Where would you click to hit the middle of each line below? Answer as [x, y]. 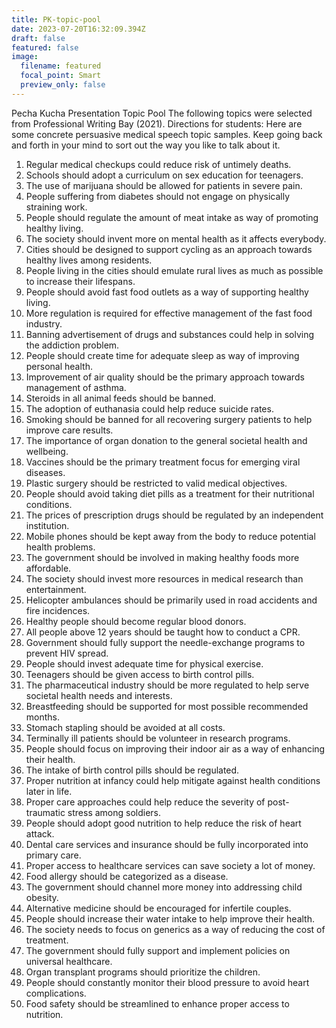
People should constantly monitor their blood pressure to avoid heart [167, 982]
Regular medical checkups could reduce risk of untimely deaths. [158, 164]
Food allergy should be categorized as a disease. [127, 876]
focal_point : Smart [61, 76]
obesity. [42, 897]
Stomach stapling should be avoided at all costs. [125, 727]
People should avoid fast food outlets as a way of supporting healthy [167, 292]
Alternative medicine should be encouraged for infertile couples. [158, 908]
